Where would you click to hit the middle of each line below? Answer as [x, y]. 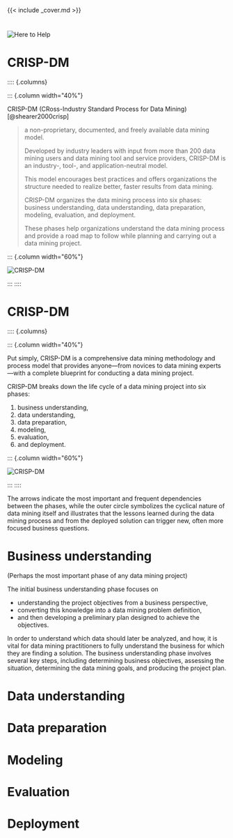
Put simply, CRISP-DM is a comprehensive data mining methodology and [111, 358]
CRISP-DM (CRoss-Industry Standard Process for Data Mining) [97, 109]
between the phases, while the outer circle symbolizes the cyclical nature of [116, 506]
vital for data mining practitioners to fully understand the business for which [116, 646]
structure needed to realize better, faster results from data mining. [119, 187]
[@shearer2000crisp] [38, 116]
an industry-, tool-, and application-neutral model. [96, 166]
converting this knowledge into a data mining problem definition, [110, 610]
